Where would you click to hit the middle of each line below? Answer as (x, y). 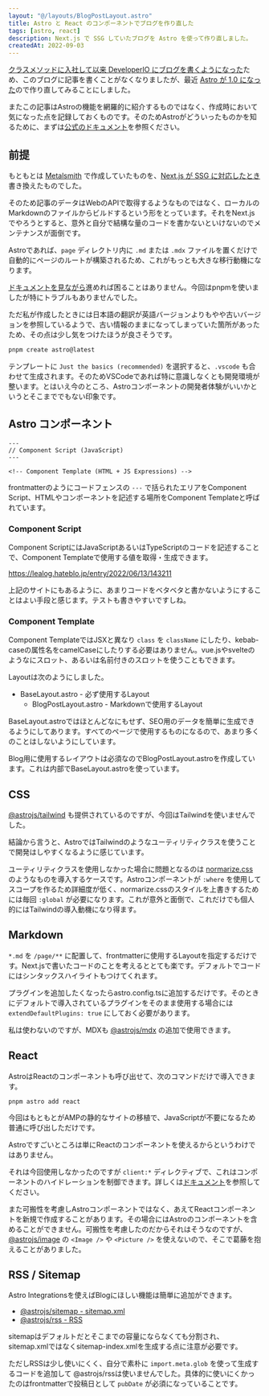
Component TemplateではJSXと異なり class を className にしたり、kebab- (134, 640)
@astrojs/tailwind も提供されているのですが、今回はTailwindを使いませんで (132, 815)
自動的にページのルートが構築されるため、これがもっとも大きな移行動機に (131, 260)
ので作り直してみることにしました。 (75, 90)
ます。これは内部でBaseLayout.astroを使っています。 (96, 768)
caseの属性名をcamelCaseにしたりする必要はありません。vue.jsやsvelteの (132, 650)
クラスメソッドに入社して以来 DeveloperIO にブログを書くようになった (126, 70)
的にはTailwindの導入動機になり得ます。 (74, 909)
